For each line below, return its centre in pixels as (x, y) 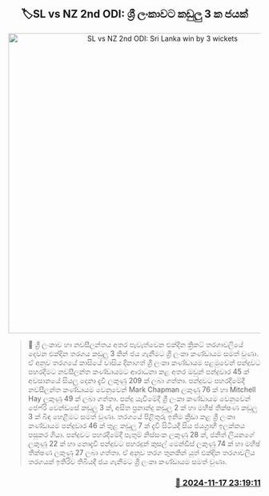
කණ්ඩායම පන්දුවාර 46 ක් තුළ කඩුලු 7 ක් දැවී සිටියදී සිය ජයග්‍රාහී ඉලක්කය (137, 425)
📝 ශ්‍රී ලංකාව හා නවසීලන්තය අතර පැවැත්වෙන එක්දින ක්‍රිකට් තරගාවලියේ (136, 344)
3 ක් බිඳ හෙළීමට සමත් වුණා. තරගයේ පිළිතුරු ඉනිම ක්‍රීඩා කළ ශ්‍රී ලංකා (131, 416)
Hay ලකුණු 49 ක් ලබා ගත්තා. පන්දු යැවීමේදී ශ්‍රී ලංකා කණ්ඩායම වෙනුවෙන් (139, 398)
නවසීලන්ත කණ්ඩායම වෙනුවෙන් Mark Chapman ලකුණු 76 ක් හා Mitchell (142, 389)
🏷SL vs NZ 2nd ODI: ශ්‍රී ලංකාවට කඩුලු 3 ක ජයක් (134, 14)
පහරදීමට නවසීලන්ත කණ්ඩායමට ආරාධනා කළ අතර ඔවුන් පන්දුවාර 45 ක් (139, 371)
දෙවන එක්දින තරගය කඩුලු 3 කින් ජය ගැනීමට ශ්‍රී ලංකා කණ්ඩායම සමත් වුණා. (143, 353)
